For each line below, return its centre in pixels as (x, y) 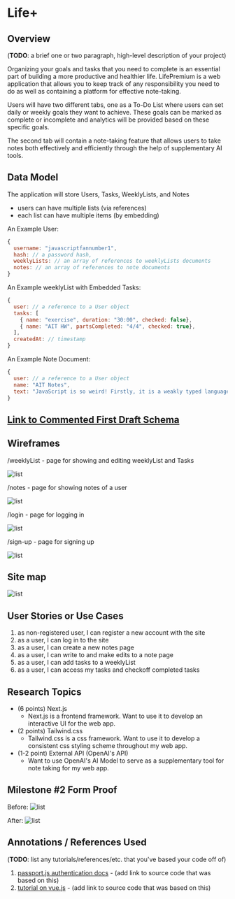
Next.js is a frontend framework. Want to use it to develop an (115, 716)
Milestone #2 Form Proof (62, 790)
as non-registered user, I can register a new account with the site (111, 633)
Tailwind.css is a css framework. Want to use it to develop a (114, 738)
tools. (15, 156)
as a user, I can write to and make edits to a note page (95, 655)
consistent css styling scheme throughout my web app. (107, 746)
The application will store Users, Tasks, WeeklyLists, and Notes (99, 194)
